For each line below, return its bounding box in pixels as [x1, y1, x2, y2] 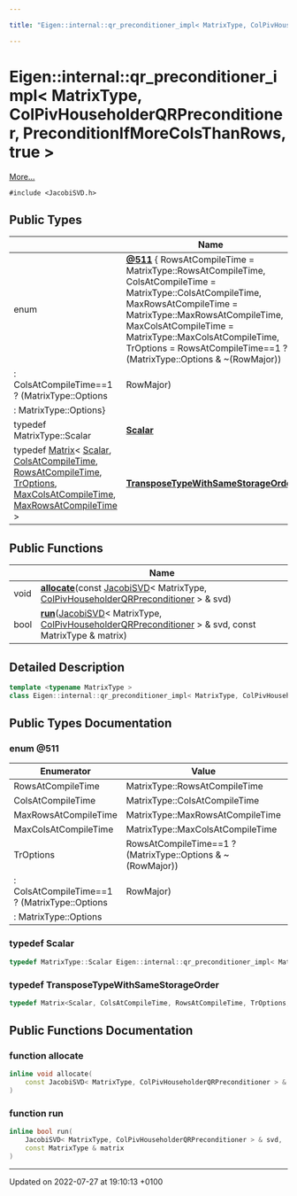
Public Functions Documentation [9, 1023, 194, 1038]
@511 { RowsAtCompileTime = [126, 253, 255, 266]
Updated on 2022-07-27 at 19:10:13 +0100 [9, 1176, 164, 1187]
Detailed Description [9, 659, 126, 674]
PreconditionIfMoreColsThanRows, [22, 123, 286, 143]
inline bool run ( [9, 1127, 73, 1137]
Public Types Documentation [9, 716, 172, 731]
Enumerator [40, 765, 91, 778]
